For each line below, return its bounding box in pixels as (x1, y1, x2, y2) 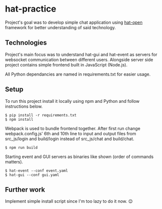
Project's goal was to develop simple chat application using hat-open (5, 19, 143, 25)
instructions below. (5, 103, 43, 109)
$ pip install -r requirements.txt (5, 113, 77, 117)
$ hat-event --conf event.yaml (5, 168, 68, 173)
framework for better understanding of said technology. (5, 24, 116, 30)
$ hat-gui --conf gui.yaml (5, 172, 59, 177)
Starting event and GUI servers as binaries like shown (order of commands (5, 154, 154, 160)
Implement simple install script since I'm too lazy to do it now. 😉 (5, 198, 133, 204)
